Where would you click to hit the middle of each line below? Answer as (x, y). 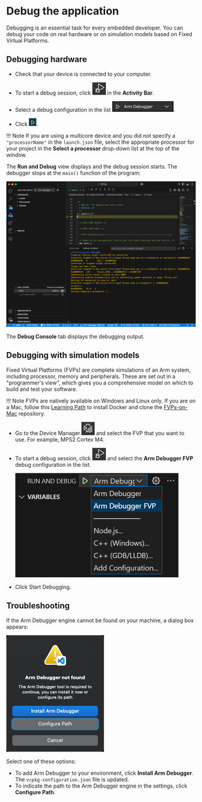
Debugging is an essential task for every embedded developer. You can (95, 28)
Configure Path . (35, 792)
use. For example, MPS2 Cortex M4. (60, 439)
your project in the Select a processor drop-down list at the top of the (93, 148)
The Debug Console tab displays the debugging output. (75, 337)
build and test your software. (42, 389)
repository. (32, 413)
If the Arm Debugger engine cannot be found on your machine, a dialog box (100, 620)
